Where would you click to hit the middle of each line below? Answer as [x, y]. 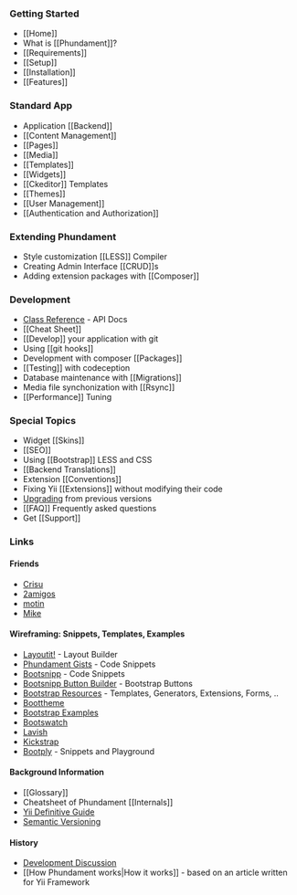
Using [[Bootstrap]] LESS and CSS [87, 460]
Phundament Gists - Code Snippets [89, 664]
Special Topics [42, 421]
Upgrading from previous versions [87, 499]
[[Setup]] [40, 63]
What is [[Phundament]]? [70, 43]
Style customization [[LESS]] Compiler [95, 256]
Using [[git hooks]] [58, 349]
